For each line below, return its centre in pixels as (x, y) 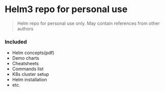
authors (25, 28)
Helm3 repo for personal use (66, 9)
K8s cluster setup (30, 74)
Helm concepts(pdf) (33, 53)
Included (16, 41)
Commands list (28, 69)
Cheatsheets (25, 64)
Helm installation (29, 80)
